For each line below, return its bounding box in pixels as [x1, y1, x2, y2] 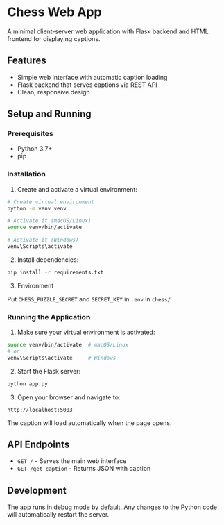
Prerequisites [7, 129, 53, 139]
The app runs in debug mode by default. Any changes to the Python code [7, 503, 217, 511]
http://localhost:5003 [7, 406, 73, 413]
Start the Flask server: [17, 367, 81, 375]
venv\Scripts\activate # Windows [7, 354, 117, 361]
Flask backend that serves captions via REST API [17, 81, 157, 89]
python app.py [7, 380, 49, 387]
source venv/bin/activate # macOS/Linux [7, 342, 129, 349]
